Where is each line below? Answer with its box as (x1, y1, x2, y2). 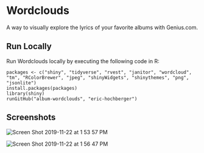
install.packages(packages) (6, 85, 78, 91)
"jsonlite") (6, 80, 37, 86)
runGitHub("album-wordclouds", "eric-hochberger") (6, 95, 138, 102)
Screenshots (6, 112, 56, 123)
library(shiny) (6, 90, 45, 97)
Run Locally (6, 41, 52, 52)
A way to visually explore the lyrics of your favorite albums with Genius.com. (6, 24, 199, 31)
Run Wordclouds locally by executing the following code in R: (6, 57, 160, 64)
